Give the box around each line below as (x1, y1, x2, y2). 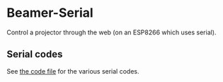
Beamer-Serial (6, 5, 93, 21)
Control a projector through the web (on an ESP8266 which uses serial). (6, 28, 217, 36)
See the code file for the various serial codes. (6, 67, 139, 75)
